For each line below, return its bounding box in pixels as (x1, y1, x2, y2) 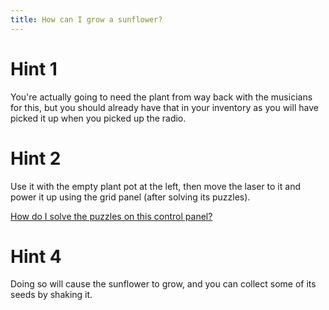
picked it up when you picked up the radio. (10, 112, 187, 124)
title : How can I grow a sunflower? (10, 14, 163, 25)
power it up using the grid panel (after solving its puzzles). (10, 191, 251, 203)
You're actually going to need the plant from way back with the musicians (10, 91, 313, 103)
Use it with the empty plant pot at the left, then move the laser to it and (10, 180, 301, 192)
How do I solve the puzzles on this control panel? (10, 210, 213, 222)
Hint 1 (10, 57, 58, 80)
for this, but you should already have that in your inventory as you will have (10, 101, 319, 113)
